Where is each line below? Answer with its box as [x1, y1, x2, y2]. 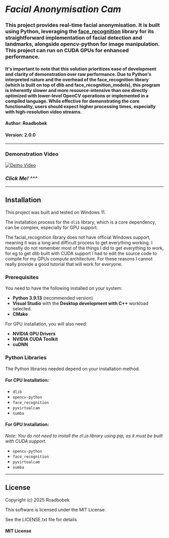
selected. [12, 306, 32, 312]
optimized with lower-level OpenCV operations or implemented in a [5, 93, 149, 99]
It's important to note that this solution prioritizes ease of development [5, 66, 156, 72]
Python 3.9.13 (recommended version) [12, 295, 93, 301]
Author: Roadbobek [5, 120, 47, 126]
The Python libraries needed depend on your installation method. [5, 366, 140, 372]
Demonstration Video [5, 151, 59, 158]
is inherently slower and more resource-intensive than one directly [5, 87, 148, 93]
